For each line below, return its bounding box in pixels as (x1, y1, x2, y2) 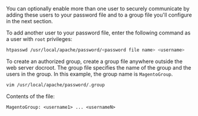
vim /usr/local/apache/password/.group (6, 81, 105, 88)
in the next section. (6, 18, 54, 24)
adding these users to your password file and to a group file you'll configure (6, 11, 192, 18)
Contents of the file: (6, 92, 55, 100)
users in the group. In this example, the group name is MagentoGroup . (6, 70, 174, 77)
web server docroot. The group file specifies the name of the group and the (6, 64, 191, 71)
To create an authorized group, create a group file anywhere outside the (6, 58, 183, 65)
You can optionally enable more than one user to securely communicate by (6, 5, 190, 12)
